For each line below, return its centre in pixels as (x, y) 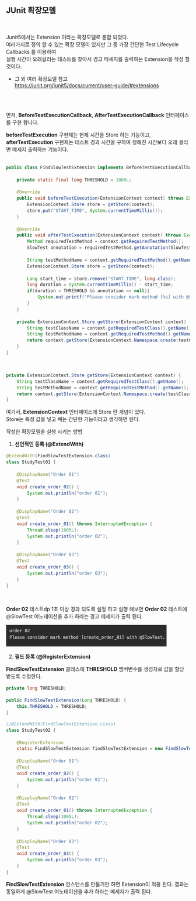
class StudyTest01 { (31, 462)
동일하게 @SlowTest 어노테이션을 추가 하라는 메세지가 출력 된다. (79, 891)
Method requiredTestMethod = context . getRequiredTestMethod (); (105, 242)
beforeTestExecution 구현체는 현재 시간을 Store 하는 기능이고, (78, 135)
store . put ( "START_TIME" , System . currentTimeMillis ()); (95, 210)
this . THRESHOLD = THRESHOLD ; (52, 707)
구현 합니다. (25, 122)
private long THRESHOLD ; (36, 688)
